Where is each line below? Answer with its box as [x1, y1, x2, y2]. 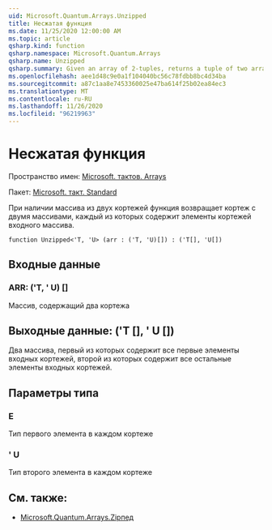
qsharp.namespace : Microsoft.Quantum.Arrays [8, 49, 161, 58]
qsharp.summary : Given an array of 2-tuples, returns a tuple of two [8, 65, 249, 73]
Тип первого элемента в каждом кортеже [8, 429, 154, 438]
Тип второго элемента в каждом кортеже [8, 468, 152, 477]
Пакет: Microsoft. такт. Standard [8, 187, 117, 197]
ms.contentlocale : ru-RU [8, 95, 92, 103]
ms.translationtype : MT [8, 87, 89, 96]
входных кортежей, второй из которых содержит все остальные [8, 354, 232, 364]
